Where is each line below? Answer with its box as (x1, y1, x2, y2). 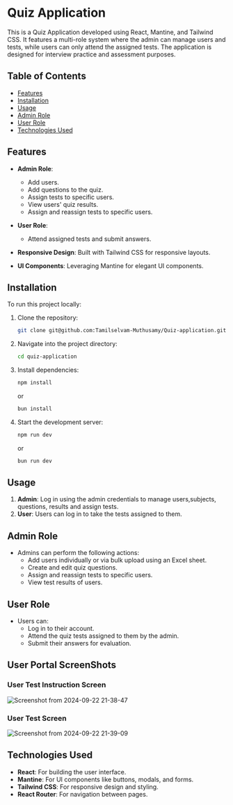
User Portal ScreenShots (7, 659, 117, 671)
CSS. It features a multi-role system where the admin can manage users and (7, 35, 226, 43)
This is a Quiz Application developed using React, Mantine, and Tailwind (7, 28, 214, 36)
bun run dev (17, 458, 52, 464)
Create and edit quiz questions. (27, 563, 118, 572)
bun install (17, 405, 52, 412)
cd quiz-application (17, 353, 77, 360)
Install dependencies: (17, 366, 79, 374)
